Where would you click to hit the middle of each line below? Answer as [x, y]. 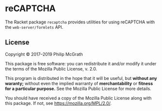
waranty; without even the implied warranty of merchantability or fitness [79, 83]
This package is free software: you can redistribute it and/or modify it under [81, 63]
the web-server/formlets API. [34, 27]
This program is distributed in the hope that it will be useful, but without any [81, 78]
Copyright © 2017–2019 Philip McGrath [44, 54]
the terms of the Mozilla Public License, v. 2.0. [51, 69]
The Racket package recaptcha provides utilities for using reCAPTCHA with [80, 22]
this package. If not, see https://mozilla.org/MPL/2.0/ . [58, 103]
